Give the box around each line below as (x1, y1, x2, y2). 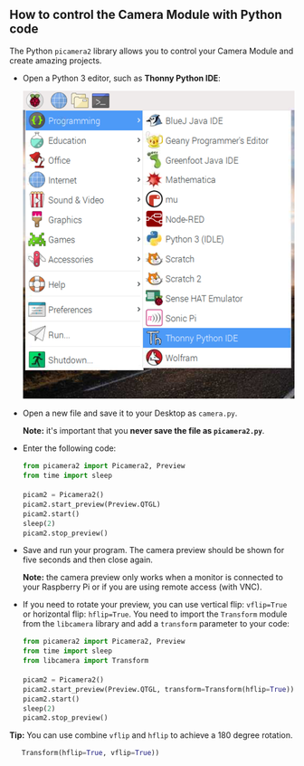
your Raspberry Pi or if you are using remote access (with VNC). (22, 581, 262, 592)
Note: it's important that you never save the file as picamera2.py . (22, 426, 265, 436)
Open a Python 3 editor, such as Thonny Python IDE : (22, 72, 222, 83)
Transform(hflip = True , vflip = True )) (21, 749, 160, 758)
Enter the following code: (22, 443, 117, 454)
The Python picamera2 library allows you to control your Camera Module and (9, 45, 294, 56)
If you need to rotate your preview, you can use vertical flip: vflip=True (22, 599, 288, 610)
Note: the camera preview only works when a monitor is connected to (22, 572, 283, 583)
